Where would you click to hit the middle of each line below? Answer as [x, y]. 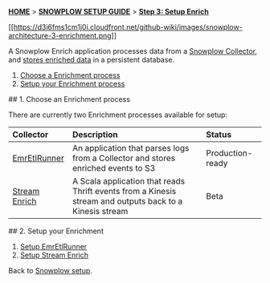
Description [95, 134]
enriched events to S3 [114, 168]
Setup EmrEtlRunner [53, 247]
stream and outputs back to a [127, 201]
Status [219, 134]
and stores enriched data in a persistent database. [92, 60]
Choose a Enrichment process [70, 75]
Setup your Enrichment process [72, 84]
